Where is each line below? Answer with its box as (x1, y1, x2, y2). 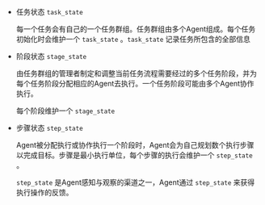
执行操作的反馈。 (15, 188, 74, 197)
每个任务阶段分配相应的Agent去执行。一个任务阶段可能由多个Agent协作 (15, 79, 254, 88)
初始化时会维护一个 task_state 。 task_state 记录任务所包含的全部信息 (15, 35, 250, 44)
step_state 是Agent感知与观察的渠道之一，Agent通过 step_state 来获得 (15, 178, 255, 187)
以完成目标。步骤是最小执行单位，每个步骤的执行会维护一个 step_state (15, 150, 253, 160)
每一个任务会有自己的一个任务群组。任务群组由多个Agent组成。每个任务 (15, 24, 256, 34)
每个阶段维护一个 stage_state (15, 106, 116, 115)
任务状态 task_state (15, 7, 83, 16)
